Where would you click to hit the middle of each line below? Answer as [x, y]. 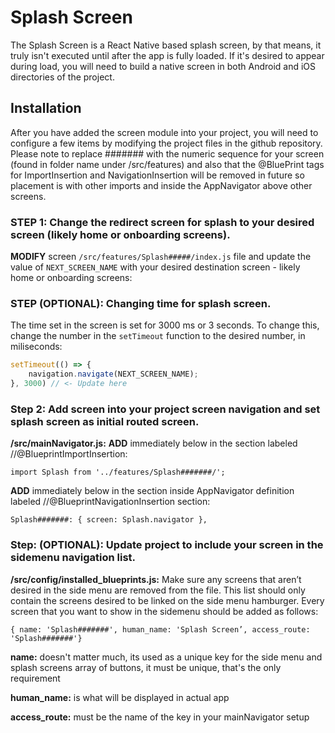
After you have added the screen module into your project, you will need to [164, 132]
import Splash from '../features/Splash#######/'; [118, 472]
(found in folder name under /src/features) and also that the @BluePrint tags [167, 164]
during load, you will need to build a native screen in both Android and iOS [163, 66]
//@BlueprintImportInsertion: [69, 454]
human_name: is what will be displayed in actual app [120, 697]
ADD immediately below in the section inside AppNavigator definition [152, 491]
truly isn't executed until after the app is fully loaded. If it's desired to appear [167, 55]
